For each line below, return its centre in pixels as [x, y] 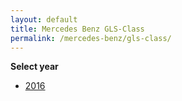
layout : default [44, 19]
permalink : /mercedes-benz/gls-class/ [91, 38]
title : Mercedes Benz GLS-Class [77, 29]
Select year [34, 67]
